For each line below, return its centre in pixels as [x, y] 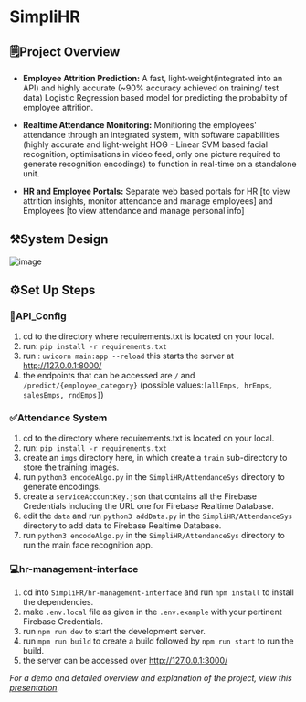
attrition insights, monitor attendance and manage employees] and [148, 201]
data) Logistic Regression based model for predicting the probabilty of [155, 97]
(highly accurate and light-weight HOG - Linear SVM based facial [145, 144]
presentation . [35, 688]
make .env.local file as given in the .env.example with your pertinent [153, 612]
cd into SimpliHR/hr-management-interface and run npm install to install [158, 592]
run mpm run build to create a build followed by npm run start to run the [158, 641]
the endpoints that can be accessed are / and [109, 375]
